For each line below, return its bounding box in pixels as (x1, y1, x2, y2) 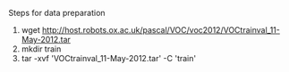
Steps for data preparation (8, 8, 106, 18)
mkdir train (21, 44, 62, 54)
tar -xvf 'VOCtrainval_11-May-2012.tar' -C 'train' (21, 53, 197, 63)
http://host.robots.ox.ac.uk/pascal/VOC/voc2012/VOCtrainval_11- (42, 25, 281, 35)
